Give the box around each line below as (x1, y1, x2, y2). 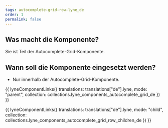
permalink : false (5, 17, 42, 22)
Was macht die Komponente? (5, 35, 99, 44)
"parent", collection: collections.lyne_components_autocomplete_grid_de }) (5, 91, 160, 97)
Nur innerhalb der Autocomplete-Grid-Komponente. (12, 76, 120, 82)
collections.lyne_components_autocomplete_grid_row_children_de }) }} (5, 117, 151, 123)
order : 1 (5, 12, 24, 17)
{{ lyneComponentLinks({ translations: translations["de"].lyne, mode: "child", (5, 106, 163, 112)
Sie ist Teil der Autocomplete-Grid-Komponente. (5, 49, 105, 55)
